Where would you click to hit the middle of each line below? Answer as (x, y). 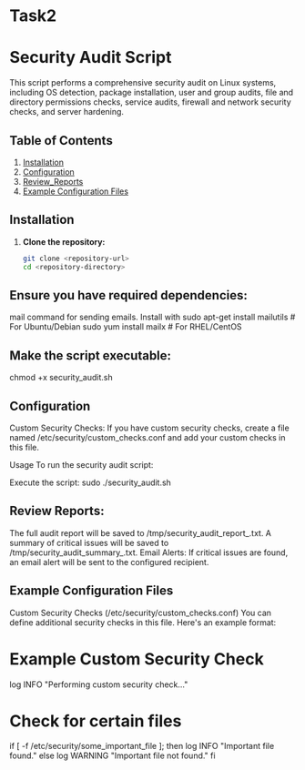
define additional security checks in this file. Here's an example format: (143, 622)
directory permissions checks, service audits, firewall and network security (150, 102)
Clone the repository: (64, 241)
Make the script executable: (90, 355)
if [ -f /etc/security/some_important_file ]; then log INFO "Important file (142, 746)
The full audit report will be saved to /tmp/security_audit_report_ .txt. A (140, 532)
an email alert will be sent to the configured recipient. (109, 562)
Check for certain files (96, 721)
